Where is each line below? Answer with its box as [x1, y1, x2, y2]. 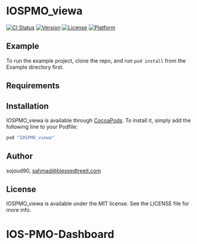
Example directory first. [6, 63, 64, 70]
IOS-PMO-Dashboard [6, 227, 115, 241]
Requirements [6, 81, 60, 91]
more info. [6, 206, 32, 214]
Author [6, 151, 33, 162]
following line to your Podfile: [6, 123, 78, 130]
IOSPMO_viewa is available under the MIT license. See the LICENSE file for [6, 200, 190, 207]
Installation [6, 101, 49, 111]
